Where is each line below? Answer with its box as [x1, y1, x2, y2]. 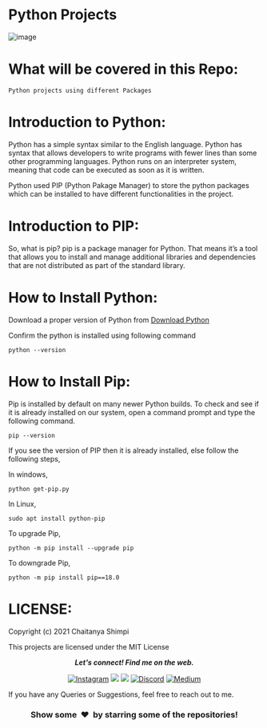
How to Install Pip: [8, 372, 131, 390]
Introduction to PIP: [8, 218, 140, 235]
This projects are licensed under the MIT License [8, 642, 169, 651]
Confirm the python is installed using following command [8, 330, 196, 340]
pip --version [8, 431, 56, 439]
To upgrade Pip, [8, 528, 62, 538]
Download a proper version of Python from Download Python [8, 314, 210, 325]
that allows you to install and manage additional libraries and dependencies [8, 252, 256, 262]
